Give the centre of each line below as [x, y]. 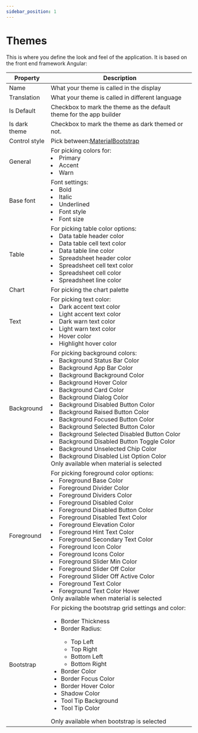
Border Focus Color [88, 678]
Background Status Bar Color [99, 360]
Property [27, 78]
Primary [70, 158]
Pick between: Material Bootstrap [95, 141]
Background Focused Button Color [106, 419]
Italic [65, 197]
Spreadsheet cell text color [96, 265]
